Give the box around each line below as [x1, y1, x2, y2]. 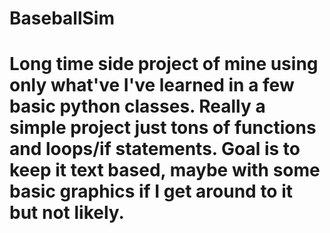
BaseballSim [9, 7, 115, 30]
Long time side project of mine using [9, 53, 319, 76]
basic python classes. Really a [9, 95, 266, 118]
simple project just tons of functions [9, 117, 317, 139]
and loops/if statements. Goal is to [9, 138, 301, 161]
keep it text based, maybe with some [9, 159, 321, 182]
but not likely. [9, 202, 125, 224]
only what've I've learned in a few [9, 74, 295, 97]
